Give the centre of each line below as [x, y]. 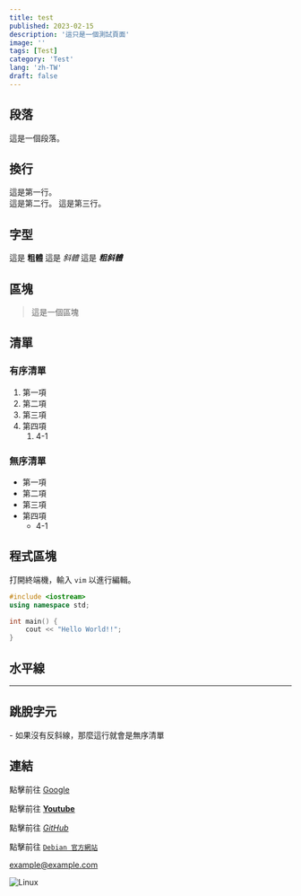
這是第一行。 [33, 192]
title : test [31, 18]
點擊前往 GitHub [39, 828]
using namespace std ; [50, 605]
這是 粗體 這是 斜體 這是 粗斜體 [66, 258]
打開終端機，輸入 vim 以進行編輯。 [73, 579]
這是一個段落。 [37, 138]
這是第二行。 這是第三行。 [57, 204]
